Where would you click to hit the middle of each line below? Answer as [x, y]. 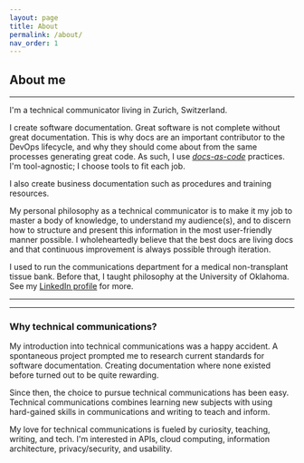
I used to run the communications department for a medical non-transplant [149, 267]
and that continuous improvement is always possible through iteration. [140, 249]
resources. [29, 193]
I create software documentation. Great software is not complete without [145, 128]
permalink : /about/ [46, 34]
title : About [34, 26]
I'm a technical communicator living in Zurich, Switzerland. [119, 111]
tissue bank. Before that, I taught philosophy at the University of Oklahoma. [149, 276]
